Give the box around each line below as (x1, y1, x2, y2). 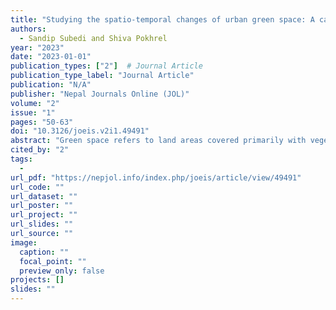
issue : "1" (10, 107, 56, 118)
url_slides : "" (10, 219, 74, 230)
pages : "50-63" (10, 117, 74, 127)
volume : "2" (10, 98, 60, 108)
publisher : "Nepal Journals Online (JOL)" (10, 89, 190, 99)
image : (10, 237, 38, 248)
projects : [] (10, 275, 65, 285)
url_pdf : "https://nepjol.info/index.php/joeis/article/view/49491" (10, 172, 302, 183)
